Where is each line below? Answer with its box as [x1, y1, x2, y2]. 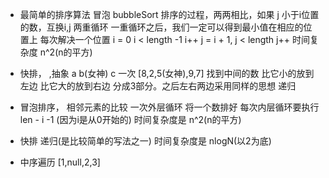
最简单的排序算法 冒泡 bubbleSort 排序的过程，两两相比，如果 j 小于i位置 [19, 9, 320, 20]
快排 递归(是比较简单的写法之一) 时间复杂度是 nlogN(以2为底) [19, 135, 272, 147]
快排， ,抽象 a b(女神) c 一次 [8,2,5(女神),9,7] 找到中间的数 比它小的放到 [19, 68, 315, 79]
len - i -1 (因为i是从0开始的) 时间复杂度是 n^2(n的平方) [19, 114, 242, 125]
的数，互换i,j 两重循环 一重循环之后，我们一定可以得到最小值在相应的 [19, 21, 304, 33]
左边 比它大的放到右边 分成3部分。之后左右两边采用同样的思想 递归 [19, 80, 297, 92]
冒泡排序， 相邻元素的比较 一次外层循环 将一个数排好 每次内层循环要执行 [19, 101, 320, 113]
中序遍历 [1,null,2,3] [19, 156, 101, 168]
